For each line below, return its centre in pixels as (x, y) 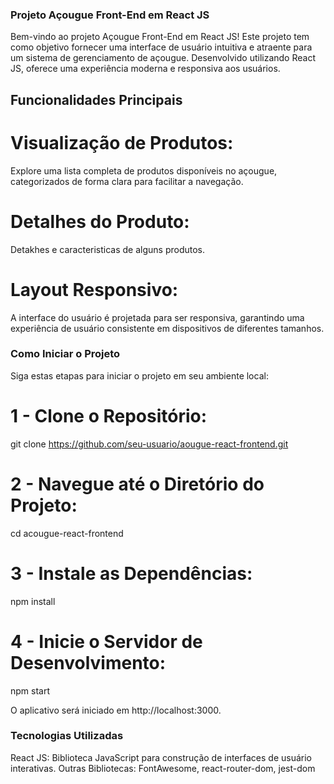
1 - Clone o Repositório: (109, 415)
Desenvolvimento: (88, 662)
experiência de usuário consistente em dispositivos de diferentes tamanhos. (167, 328)
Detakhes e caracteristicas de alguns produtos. (108, 249)
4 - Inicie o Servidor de (106, 641)
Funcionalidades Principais (96, 99)
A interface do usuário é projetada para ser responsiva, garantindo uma (157, 317)
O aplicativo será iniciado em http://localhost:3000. (116, 710)
